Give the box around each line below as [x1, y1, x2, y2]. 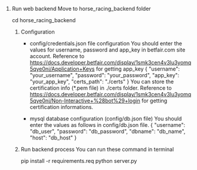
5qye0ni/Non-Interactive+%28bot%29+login [29, 97, 140, 104]
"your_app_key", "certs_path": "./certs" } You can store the [29, 78, 174, 85]
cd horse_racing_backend [11, 17, 76, 23]
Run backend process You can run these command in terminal [20, 146, 174, 153]
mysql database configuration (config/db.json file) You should [29, 115, 182, 122]
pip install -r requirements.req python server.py [20, 157, 137, 164]
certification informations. [29, 104, 94, 110]
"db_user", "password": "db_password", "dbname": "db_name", [29, 128, 186, 135]
